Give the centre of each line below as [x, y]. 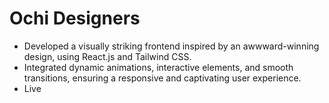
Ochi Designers [75, 18]
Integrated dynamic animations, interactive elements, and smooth [158, 67]
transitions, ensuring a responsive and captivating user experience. [162, 78]
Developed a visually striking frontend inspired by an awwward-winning [171, 46]
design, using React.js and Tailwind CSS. [107, 56]
